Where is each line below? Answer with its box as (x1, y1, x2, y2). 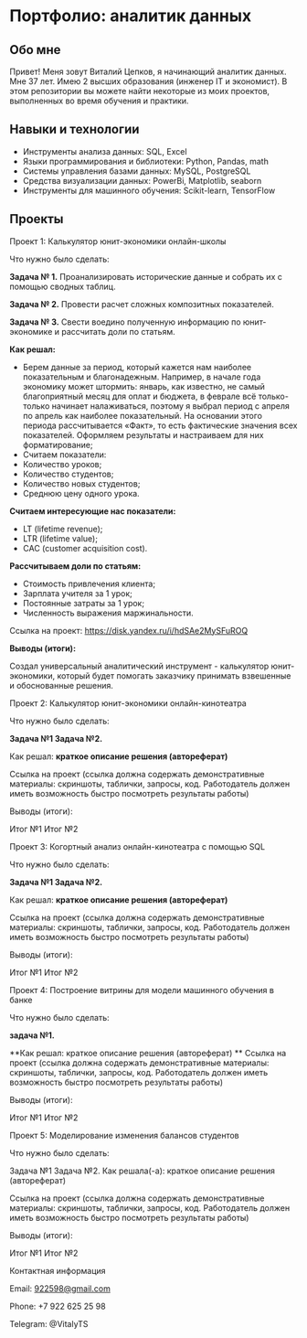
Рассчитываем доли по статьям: (9, 560, 142, 572)
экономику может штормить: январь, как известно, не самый (22, 380, 265, 391)
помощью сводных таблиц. (9, 281, 116, 292)
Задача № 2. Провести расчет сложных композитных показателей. (9, 298, 274, 309)
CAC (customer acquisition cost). (22, 542, 148, 553)
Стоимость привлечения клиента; (22, 578, 156, 589)
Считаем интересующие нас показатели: (9, 505, 176, 517)
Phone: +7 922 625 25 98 (9, 1301, 107, 1311)
